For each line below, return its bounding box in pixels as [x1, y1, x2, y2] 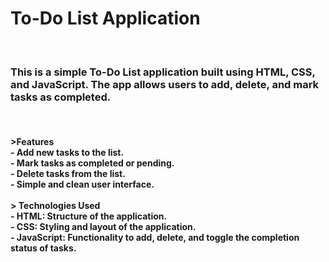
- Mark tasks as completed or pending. [10, 157, 175, 169]
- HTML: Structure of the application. [10, 210, 168, 222]
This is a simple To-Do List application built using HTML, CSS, [10, 65, 316, 79]
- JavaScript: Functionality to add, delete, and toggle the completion [10, 231, 300, 243]
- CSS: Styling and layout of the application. [10, 220, 197, 232]
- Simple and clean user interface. [10, 178, 155, 190]
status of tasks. [10, 242, 77, 254]
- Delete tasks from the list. [10, 167, 126, 179]
